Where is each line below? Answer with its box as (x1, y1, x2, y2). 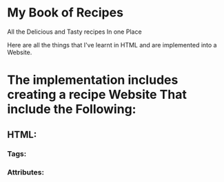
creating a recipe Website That (7, 87, 187, 102)
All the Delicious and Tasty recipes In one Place (7, 27, 143, 36)
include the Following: (7, 102, 136, 117)
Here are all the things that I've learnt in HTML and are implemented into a (7, 41, 217, 49)
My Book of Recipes (7, 5, 124, 21)
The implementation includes (7, 72, 179, 88)
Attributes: (7, 168, 45, 177)
